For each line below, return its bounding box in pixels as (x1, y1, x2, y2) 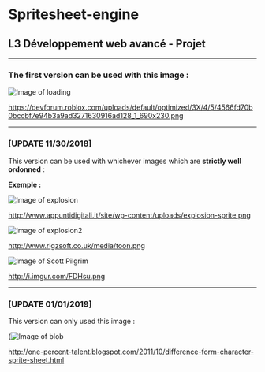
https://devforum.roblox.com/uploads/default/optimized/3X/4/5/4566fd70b (8, 102, 254, 112)
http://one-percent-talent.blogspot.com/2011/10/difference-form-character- (8, 347, 255, 356)
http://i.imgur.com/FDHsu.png (8, 271, 106, 281)
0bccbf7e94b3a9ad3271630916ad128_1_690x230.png (8, 111, 184, 121)
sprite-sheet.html (8, 355, 65, 364)
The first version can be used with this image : (8, 69, 189, 80)
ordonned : (8, 164, 45, 174)
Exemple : (8, 180, 42, 189)
